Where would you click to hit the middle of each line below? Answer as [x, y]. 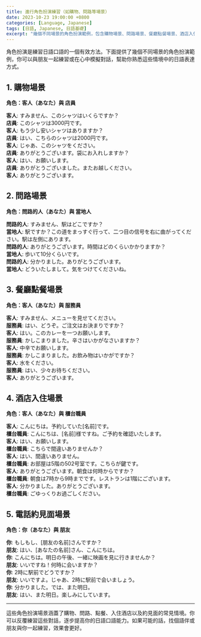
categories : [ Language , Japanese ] [49, 23]
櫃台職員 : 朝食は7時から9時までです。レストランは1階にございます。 [90, 479]
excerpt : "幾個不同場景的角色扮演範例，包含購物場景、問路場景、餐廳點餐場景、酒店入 [100, 34]
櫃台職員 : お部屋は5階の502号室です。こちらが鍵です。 [74, 464]
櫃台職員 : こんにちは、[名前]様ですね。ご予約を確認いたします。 [85, 434]
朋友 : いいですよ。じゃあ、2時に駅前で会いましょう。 [72, 580]
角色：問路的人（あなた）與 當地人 [49, 211]
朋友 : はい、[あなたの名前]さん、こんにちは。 [62, 550]
